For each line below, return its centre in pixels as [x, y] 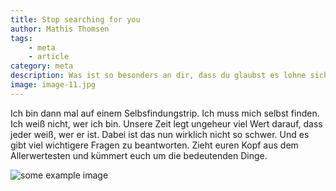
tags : [21, 38]
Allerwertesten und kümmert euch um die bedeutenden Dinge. [139, 155]
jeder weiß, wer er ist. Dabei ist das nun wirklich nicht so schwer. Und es [160, 134]
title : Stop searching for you [75, 19]
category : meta [42, 66]
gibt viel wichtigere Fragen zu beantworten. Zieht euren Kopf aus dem [154, 145]
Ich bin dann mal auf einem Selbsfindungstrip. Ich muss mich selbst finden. [165, 113]
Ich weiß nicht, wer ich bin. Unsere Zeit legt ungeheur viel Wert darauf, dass [166, 123]
